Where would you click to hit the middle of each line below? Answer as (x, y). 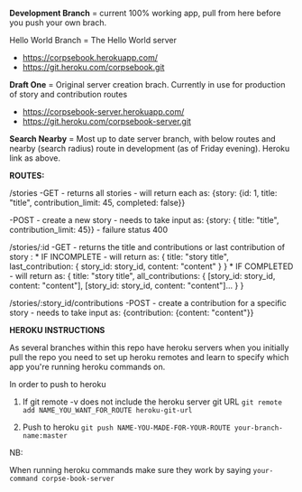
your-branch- (259, 428)
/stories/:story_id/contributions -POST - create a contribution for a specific (148, 303)
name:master (45, 436)
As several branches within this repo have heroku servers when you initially (149, 348)
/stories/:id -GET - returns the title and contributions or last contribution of (147, 247)
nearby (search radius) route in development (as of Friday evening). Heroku (150, 149)
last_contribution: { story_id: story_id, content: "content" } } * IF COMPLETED (151, 266)
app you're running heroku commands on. (87, 367)
